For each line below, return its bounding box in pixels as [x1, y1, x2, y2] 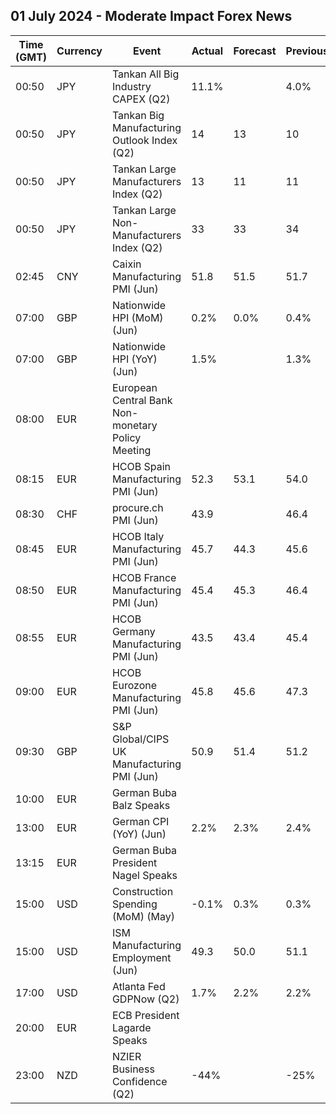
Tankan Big [111, 108, 165, 122]
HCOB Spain [111, 459, 172, 473]
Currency [56, 44, 103, 58]
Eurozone [111, 678, 158, 692]
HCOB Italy [111, 529, 165, 543]
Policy [111, 430, 142, 444]
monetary [111, 418, 158, 432]
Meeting [111, 443, 152, 457]
